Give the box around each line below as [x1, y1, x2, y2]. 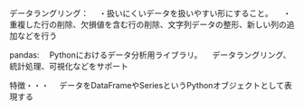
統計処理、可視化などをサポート [9, 61, 128, 71]
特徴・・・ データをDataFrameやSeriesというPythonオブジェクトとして [9, 80, 285, 90]
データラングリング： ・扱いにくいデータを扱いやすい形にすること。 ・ [9, 8, 291, 18]
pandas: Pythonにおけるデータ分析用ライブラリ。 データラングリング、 [9, 50, 291, 60]
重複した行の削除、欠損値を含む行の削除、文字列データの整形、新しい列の [9, 19, 287, 30]
